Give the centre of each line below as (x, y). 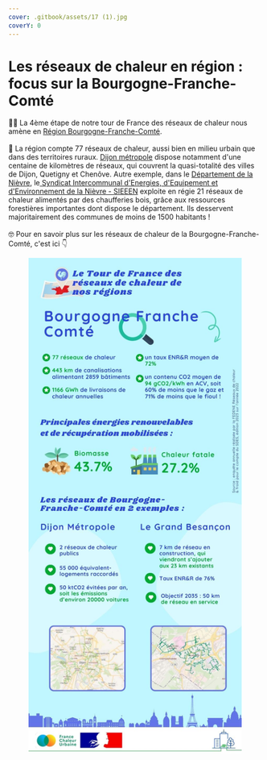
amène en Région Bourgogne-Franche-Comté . (85, 131)
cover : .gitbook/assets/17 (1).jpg (68, 17)
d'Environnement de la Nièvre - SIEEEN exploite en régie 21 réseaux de (126, 191)
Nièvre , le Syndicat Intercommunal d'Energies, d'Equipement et (113, 183)
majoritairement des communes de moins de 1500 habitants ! (109, 217)
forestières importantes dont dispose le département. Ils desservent (121, 209)
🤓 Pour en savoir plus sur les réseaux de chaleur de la (98, 235)
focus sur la (48, 83)
